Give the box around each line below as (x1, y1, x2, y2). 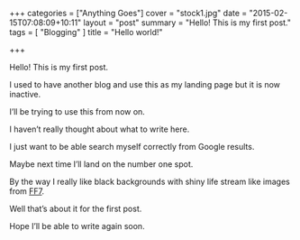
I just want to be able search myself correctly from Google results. (9, 142, 255, 152)
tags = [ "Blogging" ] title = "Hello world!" (9, 27, 164, 37)
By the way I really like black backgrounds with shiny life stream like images (9, 176, 290, 187)
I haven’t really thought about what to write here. (9, 124, 190, 134)
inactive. (9, 89, 41, 99)
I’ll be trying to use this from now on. (9, 106, 146, 116)
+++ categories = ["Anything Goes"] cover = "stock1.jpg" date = (9, 8, 248, 18)
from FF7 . (9, 186, 45, 197)
